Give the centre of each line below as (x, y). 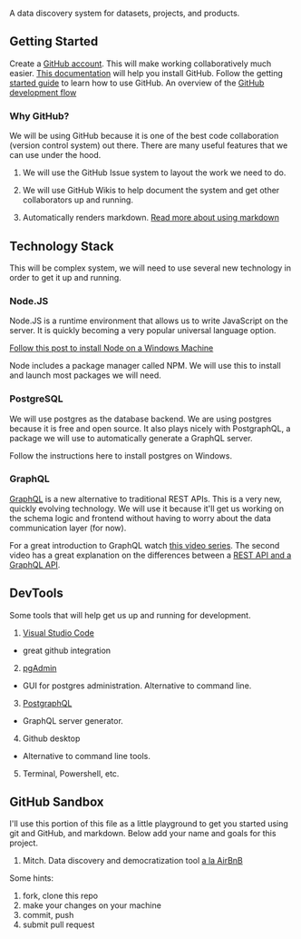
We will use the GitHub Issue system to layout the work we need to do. (154, 173)
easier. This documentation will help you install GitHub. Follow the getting (146, 73)
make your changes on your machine (92, 905)
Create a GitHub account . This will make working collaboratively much (141, 64)
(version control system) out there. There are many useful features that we (149, 145)
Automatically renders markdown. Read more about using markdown (150, 218)
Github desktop (51, 738)
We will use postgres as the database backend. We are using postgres (141, 419)
